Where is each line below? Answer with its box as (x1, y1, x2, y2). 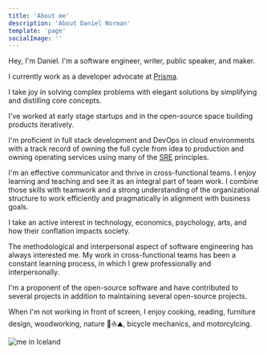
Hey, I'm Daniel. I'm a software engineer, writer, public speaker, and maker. (8, 56, 255, 66)
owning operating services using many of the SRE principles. (8, 153, 210, 162)
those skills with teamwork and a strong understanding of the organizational (8, 185, 260, 195)
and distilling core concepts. (8, 96, 102, 105)
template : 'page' (8, 26, 67, 35)
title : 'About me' (8, 11, 70, 20)
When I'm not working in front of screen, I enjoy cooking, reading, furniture (8, 307, 257, 317)
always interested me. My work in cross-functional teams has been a (8, 250, 237, 260)
